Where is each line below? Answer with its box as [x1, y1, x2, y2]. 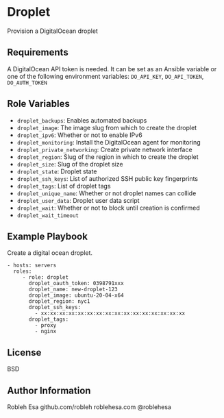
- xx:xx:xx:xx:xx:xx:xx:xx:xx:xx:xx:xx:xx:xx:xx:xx [34, 310, 186, 317]
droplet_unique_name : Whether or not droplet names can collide [16, 189, 197, 197]
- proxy [34, 322, 57, 329]
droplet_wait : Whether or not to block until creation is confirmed [16, 204, 200, 212]
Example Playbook [7, 230, 88, 242]
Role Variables [7, 98, 70, 110]
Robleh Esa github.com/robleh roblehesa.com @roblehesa [7, 403, 171, 411]
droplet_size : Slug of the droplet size [16, 160, 123, 168]
